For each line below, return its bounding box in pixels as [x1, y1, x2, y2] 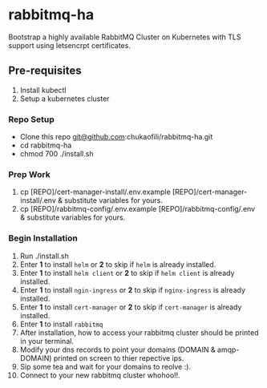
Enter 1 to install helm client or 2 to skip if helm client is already [19, 268, 235, 277]
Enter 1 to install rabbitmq [19, 319, 103, 329]
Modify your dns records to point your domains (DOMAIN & [19, 345, 216, 354]
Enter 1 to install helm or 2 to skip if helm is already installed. [19, 259, 216, 269]
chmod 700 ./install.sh [19, 149, 94, 159]
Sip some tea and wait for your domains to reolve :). [19, 362, 191, 371]
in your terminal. [19, 336, 75, 346]
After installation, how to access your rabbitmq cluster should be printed [19, 327, 259, 337]
